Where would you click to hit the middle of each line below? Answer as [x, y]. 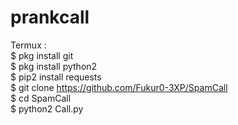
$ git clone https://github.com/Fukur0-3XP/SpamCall [119, 87]
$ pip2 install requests [56, 77]
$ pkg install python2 [54, 66]
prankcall [50, 17]
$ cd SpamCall [41, 98]
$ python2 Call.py [47, 108]
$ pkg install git [42, 55]
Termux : [28, 45]
